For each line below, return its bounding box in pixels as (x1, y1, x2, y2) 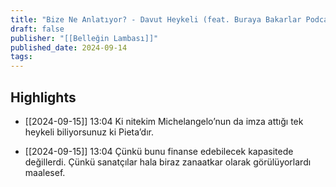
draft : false (10, 24, 65, 34)
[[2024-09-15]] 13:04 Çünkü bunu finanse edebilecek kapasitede (24, 145, 294, 157)
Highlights (10, 89, 77, 106)
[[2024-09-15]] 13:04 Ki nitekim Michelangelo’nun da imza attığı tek (24, 115, 304, 127)
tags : (10, 52, 33, 62)
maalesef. (24, 166, 66, 178)
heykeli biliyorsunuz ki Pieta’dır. (24, 126, 154, 138)
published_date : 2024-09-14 (10, 42, 128, 53)
